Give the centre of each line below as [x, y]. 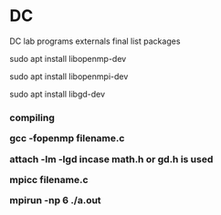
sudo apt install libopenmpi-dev [69, 76]
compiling [32, 118]
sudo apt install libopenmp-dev [68, 58]
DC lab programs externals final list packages [95, 41]
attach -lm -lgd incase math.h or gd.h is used [111, 159]
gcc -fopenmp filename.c [67, 138]
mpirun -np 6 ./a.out [56, 200]
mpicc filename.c [49, 179]
